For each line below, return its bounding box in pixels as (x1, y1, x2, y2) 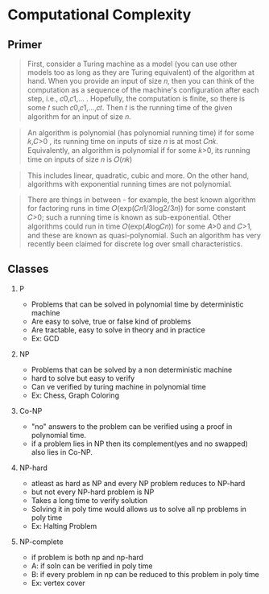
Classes (7, 262, 49, 276)
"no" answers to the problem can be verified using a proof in (31, 421, 233, 431)
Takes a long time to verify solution (31, 495, 148, 505)
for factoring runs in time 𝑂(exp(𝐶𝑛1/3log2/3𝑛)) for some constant (27, 204, 246, 212)
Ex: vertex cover (31, 578, 85, 588)
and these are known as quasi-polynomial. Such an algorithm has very (27, 231, 261, 240)
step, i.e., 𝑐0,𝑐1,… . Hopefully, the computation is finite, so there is (27, 94, 246, 103)
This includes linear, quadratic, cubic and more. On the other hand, (27, 171, 250, 180)
